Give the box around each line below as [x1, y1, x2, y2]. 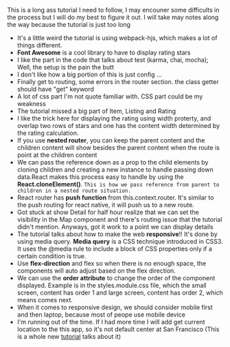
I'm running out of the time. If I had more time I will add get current [16, 318, 205, 326]
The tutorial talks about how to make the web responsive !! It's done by [16, 230, 218, 238]
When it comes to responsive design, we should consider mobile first [16, 303, 213, 311]
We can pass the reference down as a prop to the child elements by [16, 158, 209, 166]
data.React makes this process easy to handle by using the [16, 173, 184, 181]
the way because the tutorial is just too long [7, 21, 131, 28]
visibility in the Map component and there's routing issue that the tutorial [16, 215, 222, 223]
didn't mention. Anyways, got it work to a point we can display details [16, 223, 214, 231]
